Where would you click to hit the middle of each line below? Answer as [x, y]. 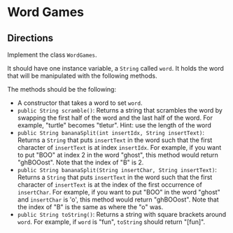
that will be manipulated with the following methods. [82, 76]
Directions [30, 38]
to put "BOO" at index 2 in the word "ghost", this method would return [118, 155]
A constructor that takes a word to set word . [80, 103]
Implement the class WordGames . [52, 55]
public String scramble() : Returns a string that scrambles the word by [120, 110]
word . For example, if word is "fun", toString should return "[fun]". [111, 222]
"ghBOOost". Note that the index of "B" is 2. [80, 162]
